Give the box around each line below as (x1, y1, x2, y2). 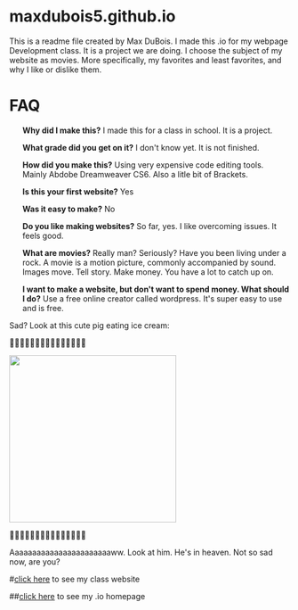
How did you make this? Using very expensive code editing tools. (21, 159, 264, 170)
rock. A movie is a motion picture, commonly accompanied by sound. (21, 257, 277, 268)
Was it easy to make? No (21, 203, 116, 214)
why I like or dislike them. (9, 64, 102, 75)
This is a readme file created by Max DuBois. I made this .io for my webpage (9, 36, 289, 46)
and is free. (21, 302, 64, 313)
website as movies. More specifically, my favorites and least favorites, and (9, 54, 282, 65)
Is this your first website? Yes (21, 185, 134, 197)
